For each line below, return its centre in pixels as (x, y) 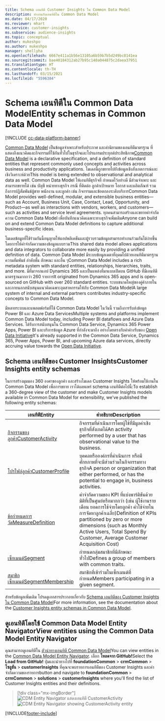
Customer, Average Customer (114, 538)
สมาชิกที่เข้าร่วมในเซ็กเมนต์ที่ (105, 572)
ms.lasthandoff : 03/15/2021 (34, 74)
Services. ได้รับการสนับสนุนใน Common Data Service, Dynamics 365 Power (78, 324)
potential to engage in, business (116, 480)
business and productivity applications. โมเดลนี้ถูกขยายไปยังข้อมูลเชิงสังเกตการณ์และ (82, 169)
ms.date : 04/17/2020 (26, 19)
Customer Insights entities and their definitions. (53, 684)
